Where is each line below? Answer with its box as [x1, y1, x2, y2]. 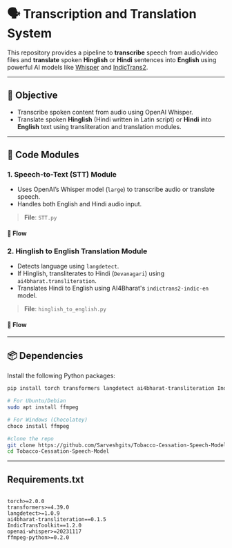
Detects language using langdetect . [17, 262, 119, 271]
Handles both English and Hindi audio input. [17, 200, 142, 208]
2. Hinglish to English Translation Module [7, 246, 148, 256]
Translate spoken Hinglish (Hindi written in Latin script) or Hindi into [17, 115, 212, 124]
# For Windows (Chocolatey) [7, 416, 88, 423]
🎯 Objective [7, 90, 58, 101]
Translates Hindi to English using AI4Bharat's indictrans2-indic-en [17, 284, 209, 293]
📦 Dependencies [7, 350, 84, 362]
